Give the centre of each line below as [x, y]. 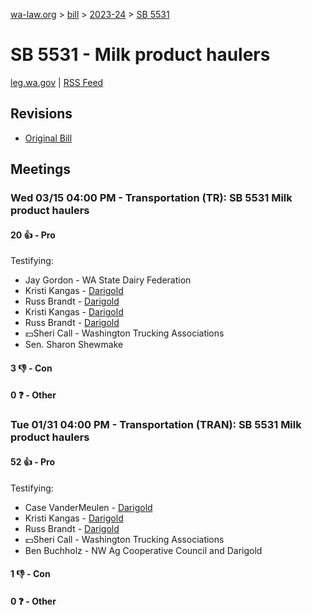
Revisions [41, 114]
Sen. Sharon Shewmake [74, 345]
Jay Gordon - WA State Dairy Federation [108, 280]
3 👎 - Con [31, 368]
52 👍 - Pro [33, 461]
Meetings [41, 169]
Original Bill [48, 138]
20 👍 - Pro [33, 235]
